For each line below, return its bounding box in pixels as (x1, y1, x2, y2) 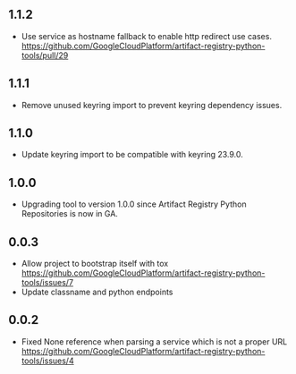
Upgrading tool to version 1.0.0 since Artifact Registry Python (21, 199, 247, 209)
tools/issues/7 (21, 277, 73, 288)
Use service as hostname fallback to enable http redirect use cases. (21, 30, 272, 41)
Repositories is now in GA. (21, 208, 118, 219)
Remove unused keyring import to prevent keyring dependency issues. (21, 99, 283, 110)
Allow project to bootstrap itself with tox (21, 259, 169, 269)
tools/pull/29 (21, 49, 69, 61)
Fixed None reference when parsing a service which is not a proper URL (21, 336, 288, 347)
